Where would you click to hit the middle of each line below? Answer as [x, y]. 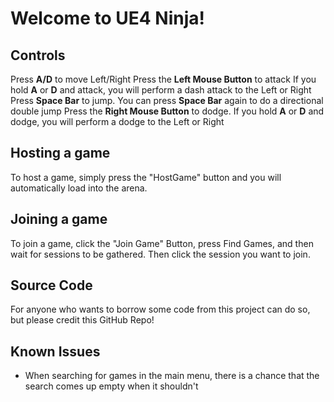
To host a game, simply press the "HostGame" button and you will [146, 177]
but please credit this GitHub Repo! [82, 320]
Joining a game [59, 219]
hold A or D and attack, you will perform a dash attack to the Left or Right [161, 90]
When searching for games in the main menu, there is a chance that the [172, 376]
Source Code [51, 285]
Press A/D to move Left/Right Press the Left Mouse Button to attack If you [163, 79]
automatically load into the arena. [79, 188]
